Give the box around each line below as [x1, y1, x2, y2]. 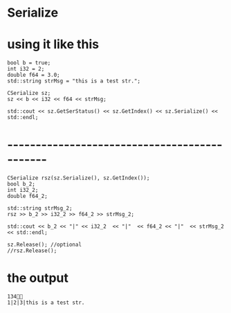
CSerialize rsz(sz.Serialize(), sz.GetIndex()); [7, 175, 150, 181]
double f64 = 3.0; [7, 71, 60, 79]
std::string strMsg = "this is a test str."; [7, 78, 140, 84]
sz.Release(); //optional [7, 241, 82, 249]
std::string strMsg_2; [7, 205, 73, 212]
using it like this [7, 37, 100, 53]
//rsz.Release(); [7, 247, 57, 254]
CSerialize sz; [7, 90, 51, 97]
